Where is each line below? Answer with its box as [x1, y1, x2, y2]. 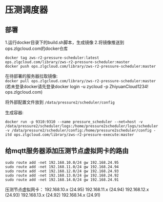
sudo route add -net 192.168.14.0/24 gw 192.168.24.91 [5, 177, 119, 182]
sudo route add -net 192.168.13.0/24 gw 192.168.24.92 [5, 173, 119, 178]
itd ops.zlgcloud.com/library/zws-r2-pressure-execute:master [5, 132, 134, 137]
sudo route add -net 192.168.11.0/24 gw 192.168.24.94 [5, 164, 119, 169]
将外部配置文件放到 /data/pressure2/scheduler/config [5, 99, 115, 105]
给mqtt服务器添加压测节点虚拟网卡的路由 [5, 147, 129, 155]
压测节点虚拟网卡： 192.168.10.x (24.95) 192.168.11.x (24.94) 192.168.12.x [5, 186, 149, 192]
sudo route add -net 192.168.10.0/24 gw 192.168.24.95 [5, 160, 119, 165]
